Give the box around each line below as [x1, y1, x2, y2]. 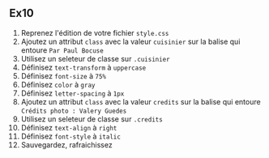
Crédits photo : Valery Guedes [20, 107, 127, 115]
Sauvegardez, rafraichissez [20, 139, 113, 149]
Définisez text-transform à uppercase [20, 62, 147, 72]
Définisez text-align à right [20, 122, 117, 132]
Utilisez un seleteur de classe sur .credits [20, 113, 163, 124]
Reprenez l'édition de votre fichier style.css [20, 28, 169, 37]
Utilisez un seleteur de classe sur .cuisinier [20, 53, 170, 63]
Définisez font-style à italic [20, 131, 121, 141]
